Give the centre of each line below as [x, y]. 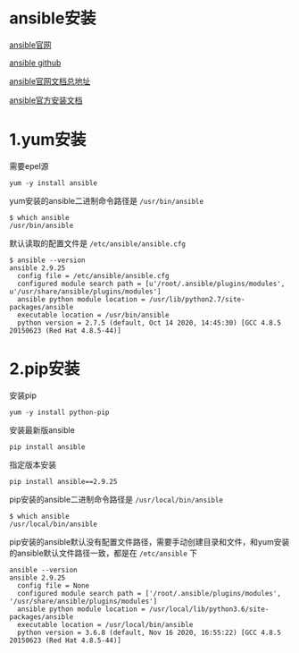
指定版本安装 [33, 464]
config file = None [54, 585]
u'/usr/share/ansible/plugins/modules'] [86, 292]
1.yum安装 [48, 140]
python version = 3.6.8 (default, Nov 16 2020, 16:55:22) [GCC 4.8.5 [149, 632]
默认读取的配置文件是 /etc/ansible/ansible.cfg [97, 243]
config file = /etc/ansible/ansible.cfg [93, 276]
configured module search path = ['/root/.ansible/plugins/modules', [149, 593]
